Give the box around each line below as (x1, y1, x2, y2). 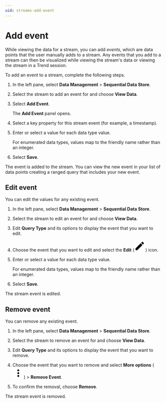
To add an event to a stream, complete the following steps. (5, 72, 125, 78)
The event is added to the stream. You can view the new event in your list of (5, 164, 161, 170)
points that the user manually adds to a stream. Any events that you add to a (5, 52, 162, 58)
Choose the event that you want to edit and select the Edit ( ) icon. (12, 247, 159, 253)
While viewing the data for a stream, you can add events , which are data (5, 46, 153, 52)
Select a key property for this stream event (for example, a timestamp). (12, 120, 158, 126)
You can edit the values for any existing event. (5, 197, 100, 202)
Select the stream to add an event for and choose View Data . (12, 91, 138, 97)
